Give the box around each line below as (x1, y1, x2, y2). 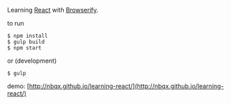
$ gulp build (7, 39, 45, 45)
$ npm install (7, 32, 49, 39)
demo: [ (7, 82, 30, 90)
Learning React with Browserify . (7, 6, 99, 14)
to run (7, 19, 24, 27)
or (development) (7, 56, 57, 65)
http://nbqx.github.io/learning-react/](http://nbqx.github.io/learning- (28, 82, 224, 90)
